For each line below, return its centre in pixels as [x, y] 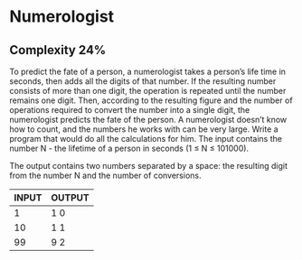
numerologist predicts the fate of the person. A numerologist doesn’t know [148, 120]
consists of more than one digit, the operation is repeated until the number [148, 91]
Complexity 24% [58, 50]
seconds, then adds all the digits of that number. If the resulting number [143, 81]
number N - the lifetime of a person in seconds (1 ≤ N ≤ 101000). [129, 148]
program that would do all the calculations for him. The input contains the [146, 139]
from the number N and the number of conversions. [105, 175]
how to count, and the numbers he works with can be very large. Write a [144, 129]
